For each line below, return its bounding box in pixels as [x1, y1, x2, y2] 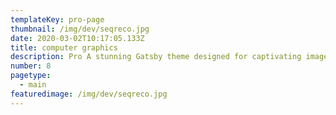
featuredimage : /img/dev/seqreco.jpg [10, 89, 168, 99]
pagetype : [10, 71, 52, 81]
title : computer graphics [10, 42, 118, 53]
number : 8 [10, 61, 52, 71]
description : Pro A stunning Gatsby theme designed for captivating [10, 52, 302, 62]
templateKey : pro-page [10, 14, 105, 25]
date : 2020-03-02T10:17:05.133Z [10, 33, 145, 43]
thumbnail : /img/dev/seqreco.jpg [10, 24, 150, 34]
